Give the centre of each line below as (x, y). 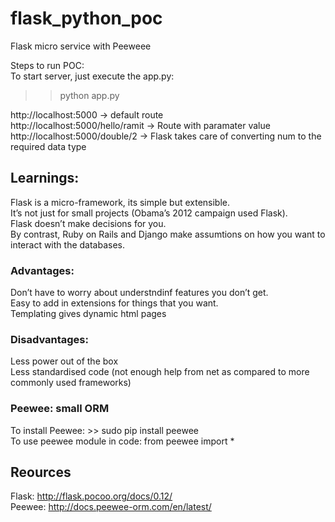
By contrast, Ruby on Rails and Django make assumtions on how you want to (168, 234)
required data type (48, 146)
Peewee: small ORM (60, 409)
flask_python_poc (86, 18)
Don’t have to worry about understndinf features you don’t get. (139, 293)
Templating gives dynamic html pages (88, 314)
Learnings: (45, 178)
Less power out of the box (64, 361)
